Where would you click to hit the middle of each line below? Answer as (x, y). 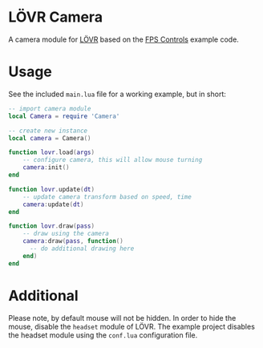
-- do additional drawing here (82, 249)
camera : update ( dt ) (53, 204)
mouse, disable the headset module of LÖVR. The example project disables (131, 326)
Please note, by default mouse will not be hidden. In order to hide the (122, 318)
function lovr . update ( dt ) (51, 189)
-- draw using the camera (66, 234)
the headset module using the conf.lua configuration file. (103, 335)
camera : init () (46, 168)
